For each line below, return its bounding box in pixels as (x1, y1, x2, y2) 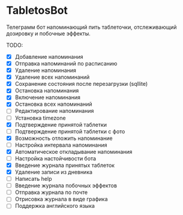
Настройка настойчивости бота (14, 154, 97, 162)
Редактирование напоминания (14, 107, 94, 115)
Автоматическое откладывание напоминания (14, 148, 133, 155)
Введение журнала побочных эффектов (14, 182, 117, 189)
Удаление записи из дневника (14, 169, 93, 175)
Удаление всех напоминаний (14, 73, 90, 81)
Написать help (14, 175, 52, 183)
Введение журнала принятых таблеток (14, 162, 115, 169)
